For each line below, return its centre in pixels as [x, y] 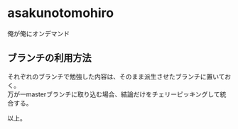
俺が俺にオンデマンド [38, 33]
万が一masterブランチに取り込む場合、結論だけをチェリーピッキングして [114, 94]
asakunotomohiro [61, 13]
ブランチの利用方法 [49, 58]
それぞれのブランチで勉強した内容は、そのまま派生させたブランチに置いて [116, 77]
